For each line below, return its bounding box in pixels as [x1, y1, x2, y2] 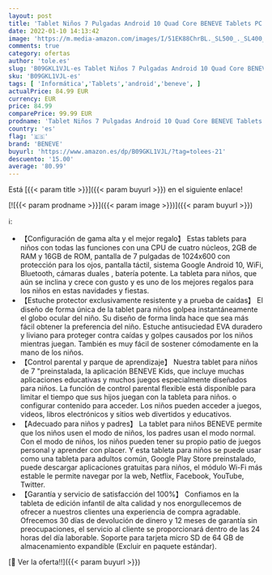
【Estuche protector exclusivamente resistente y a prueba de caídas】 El [19, 296, 263, 305]
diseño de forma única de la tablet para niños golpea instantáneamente [19, 305, 258, 314]
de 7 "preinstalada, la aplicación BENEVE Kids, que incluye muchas [19, 366, 244, 377]
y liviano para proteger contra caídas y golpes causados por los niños [19, 330, 253, 340]
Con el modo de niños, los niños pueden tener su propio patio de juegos [19, 437, 261, 446]
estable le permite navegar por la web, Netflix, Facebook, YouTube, [19, 471, 244, 481]
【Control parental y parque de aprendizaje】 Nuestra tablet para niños [19, 357, 258, 367]
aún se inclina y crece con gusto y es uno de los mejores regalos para [19, 277, 254, 287]
